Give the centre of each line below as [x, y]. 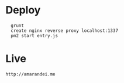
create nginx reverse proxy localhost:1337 [64, 30]
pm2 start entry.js [35, 35]
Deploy [23, 10]
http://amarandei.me [31, 74]
